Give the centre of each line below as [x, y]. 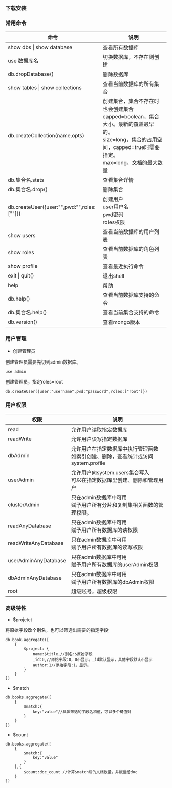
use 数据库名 [23, 61]
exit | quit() [21, 276]
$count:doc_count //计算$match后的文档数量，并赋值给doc [81, 772]
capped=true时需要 [136, 147]
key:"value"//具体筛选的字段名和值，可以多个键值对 [82, 712]
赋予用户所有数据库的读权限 [104, 530]
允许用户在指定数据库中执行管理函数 [115, 449]
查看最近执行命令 [123, 266]
